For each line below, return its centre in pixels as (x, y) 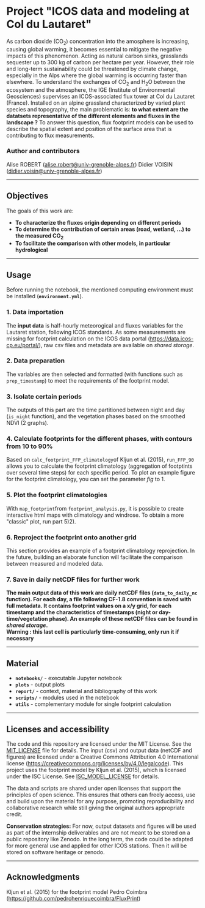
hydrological (31, 250)
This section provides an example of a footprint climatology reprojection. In (101, 551)
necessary (20, 639)
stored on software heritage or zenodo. (56, 852)
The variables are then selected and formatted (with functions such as (95, 374)
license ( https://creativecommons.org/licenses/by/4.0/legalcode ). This (95, 763)
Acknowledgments (43, 877)
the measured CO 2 (39, 236)
